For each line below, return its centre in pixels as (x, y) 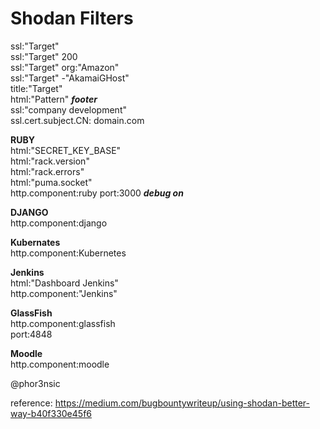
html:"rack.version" (50, 161)
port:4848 (31, 334)
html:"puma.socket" (51, 182)
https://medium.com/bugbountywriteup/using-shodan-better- (182, 403)
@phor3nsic (35, 383)
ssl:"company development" (68, 109)
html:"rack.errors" (47, 171)
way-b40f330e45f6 (51, 413)
